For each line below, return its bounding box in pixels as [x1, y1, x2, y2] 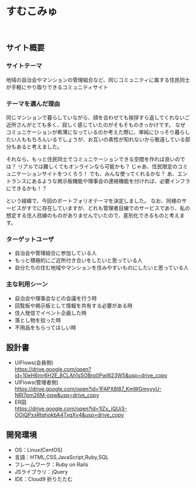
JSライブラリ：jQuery [14, 468, 68, 476]
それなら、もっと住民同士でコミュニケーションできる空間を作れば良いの [6, 155, 180, 162]
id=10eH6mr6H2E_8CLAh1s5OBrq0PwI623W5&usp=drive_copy [14, 372, 168, 379]
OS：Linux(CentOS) [14, 447, 63, 454]
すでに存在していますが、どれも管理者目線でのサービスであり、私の [26, 205, 190, 212]
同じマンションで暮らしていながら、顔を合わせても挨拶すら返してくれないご [6, 114, 190, 121]
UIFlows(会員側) [14, 359, 54, 366]
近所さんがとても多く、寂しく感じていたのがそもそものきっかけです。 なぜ [6, 121, 186, 128]
